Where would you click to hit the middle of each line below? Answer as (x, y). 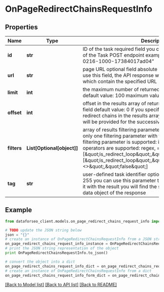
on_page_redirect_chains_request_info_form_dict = (58, 275)
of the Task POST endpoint (113, 55)
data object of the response (114, 193)
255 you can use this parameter (119, 180)
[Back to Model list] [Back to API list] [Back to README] (61, 285)
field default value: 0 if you (113, 110)
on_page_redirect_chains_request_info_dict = (52, 266)
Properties (21, 27)
